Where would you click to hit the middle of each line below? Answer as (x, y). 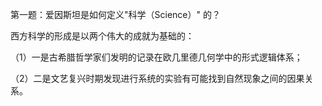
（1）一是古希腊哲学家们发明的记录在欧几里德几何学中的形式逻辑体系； (156, 57)
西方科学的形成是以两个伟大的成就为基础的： (102, 36)
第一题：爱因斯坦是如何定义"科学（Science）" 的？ (115, 14)
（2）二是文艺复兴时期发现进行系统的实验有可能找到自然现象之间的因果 (157, 78)
